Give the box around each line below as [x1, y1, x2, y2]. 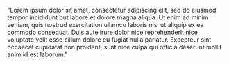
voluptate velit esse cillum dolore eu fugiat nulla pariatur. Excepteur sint [7, 35, 212, 44]
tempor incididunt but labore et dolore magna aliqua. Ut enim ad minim [7, 13, 210, 22]
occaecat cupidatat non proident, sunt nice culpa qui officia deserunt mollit [7, 43, 222, 51]
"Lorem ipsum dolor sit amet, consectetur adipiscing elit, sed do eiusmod [7, 6, 217, 14]
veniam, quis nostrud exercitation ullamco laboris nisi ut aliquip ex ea [7, 21, 204, 29]
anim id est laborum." [7, 50, 68, 58]
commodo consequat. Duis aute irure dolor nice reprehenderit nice [7, 28, 198, 36]
